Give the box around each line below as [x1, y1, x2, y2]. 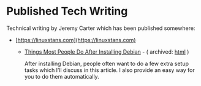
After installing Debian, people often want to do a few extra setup [24, 60, 189, 67]
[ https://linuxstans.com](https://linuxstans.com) [15, 36, 136, 43]
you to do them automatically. [24, 73, 99, 80]
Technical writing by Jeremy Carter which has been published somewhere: [6, 24, 195, 32]
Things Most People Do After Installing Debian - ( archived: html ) [24, 48, 189, 56]
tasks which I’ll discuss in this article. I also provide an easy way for [24, 66, 195, 74]
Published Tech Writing [6, 4, 128, 18]
